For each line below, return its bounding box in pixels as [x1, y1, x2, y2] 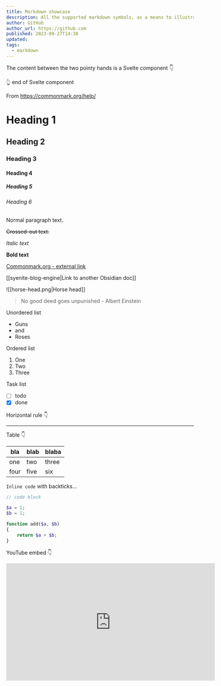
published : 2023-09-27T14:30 [6, 31, 79, 37]
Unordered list [6, 309, 42, 316]
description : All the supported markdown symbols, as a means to [6, 14, 172, 20]
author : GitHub [6, 20, 44, 26]
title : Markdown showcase [6, 8, 70, 15]
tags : [6, 42, 20, 48]
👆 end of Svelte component [6, 78, 74, 85]
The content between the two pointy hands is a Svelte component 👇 [6, 64, 174, 72]
